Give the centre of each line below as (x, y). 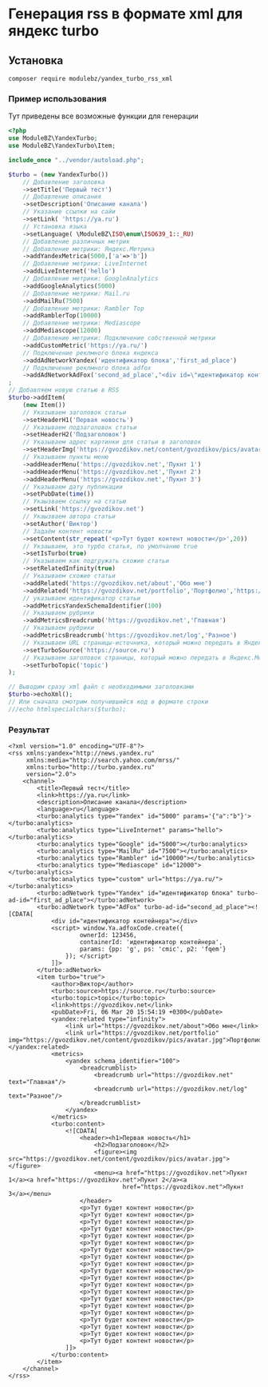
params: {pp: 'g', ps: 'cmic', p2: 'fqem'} (153, 949)
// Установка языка (55, 226)
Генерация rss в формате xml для (126, 14)
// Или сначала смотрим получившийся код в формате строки (108, 702)
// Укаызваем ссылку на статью (75, 502)
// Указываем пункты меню (66, 457)
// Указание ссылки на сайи (69, 212)
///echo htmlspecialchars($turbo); (67, 709)
